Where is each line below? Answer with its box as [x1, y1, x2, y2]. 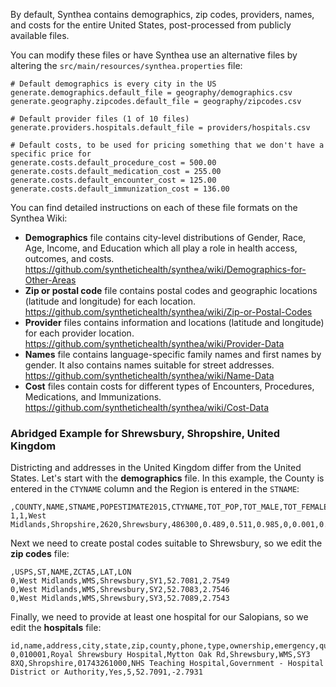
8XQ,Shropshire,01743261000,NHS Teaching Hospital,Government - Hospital [10, 659, 325, 669]
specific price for [10, 149, 92, 159]
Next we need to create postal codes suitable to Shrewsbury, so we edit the [10, 537, 323, 549]
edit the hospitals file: [10, 622, 102, 634]
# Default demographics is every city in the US [10, 79, 217, 89]
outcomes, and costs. [24, 253, 115, 264]
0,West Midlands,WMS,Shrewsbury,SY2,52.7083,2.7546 [10, 585, 230, 595]
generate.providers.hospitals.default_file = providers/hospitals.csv [10, 123, 311, 133]
